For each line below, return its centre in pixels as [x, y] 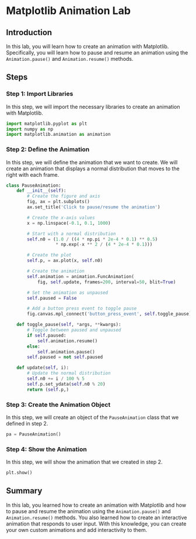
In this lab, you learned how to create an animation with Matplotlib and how [96, 505]
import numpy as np [30, 129]
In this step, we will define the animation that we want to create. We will [92, 162]
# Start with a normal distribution [71, 234]
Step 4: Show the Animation [47, 449]
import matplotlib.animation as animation [58, 135]
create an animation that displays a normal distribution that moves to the [93, 169]
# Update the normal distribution [69, 373]
